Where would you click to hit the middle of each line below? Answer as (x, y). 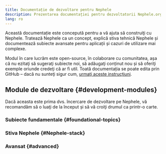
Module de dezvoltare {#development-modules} (81, 90)
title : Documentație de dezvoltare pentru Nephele (58, 10)
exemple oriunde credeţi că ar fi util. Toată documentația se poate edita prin (82, 69)
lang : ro (14, 19)
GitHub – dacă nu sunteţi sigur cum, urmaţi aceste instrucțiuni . (69, 74)
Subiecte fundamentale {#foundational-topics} (63, 120)
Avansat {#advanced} (32, 146)
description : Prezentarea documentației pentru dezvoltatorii (70, 14)
